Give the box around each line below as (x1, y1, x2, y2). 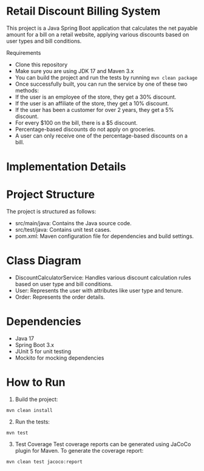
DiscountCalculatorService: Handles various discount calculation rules (15, 274, 191, 281)
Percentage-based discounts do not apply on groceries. (15, 125, 156, 133)
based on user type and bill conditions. (15, 281, 113, 287)
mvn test (6, 430, 29, 436)
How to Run (6, 375, 66, 389)
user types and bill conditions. (6, 37, 82, 44)
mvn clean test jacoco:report (6, 458, 83, 465)
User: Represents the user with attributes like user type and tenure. (15, 287, 183, 294)
